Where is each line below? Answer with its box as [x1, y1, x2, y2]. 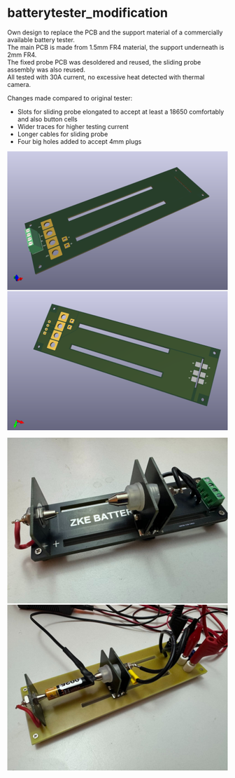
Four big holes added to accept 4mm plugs [17, 137, 142, 145]
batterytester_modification [7, 5, 169, 21]
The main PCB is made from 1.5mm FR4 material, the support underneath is [7, 43, 225, 51]
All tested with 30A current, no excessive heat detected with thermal [7, 72, 205, 81]
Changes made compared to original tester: [7, 93, 133, 102]
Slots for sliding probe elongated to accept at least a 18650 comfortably [17, 107, 225, 116]
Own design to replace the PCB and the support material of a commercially [7, 28, 223, 36]
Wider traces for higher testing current [17, 122, 129, 130]
